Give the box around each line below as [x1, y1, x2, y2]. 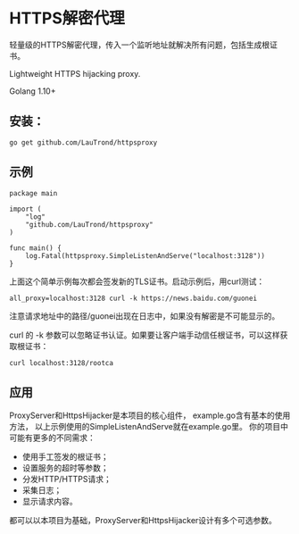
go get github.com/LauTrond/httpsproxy [9, 138, 158, 147]
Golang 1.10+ [9, 86, 56, 96]
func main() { [9, 243, 62, 253]
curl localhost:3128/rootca [9, 358, 114, 367]
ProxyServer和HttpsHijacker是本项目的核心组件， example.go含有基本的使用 [9, 410, 291, 421]
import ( [9, 204, 42, 213]
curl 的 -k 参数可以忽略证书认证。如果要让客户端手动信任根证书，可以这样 [9, 330, 281, 340]
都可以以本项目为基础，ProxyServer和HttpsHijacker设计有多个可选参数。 [9, 515, 277, 526]
